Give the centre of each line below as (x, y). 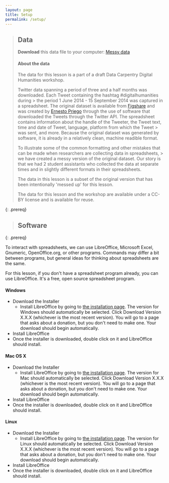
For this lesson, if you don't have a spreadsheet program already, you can (82, 273)
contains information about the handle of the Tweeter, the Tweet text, (90, 122)
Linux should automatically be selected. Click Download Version (87, 444)
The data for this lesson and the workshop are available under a (84, 195)
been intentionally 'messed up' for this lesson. (65, 184)
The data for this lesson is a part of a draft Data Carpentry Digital (85, 75)
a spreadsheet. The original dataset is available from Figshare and (86, 106)
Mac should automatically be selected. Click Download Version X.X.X (92, 378)
